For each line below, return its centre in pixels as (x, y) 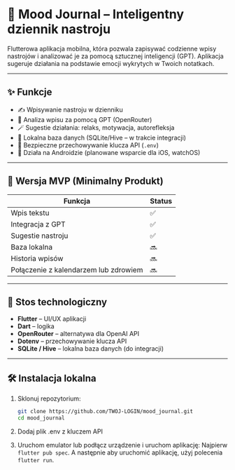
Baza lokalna (32, 247)
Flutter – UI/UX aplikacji (52, 319)
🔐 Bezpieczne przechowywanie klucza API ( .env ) (88, 145)
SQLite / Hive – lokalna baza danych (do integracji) (91, 349)
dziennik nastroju (59, 29)
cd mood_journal (41, 418)
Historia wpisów (37, 258)
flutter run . (36, 459)
